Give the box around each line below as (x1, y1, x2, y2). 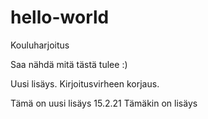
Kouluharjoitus (10, 39, 70, 51)
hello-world (10, 6, 110, 29)
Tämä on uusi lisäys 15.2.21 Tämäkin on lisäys (10, 97, 198, 109)
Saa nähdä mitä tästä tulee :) (10, 58, 128, 70)
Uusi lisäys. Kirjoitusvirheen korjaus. (10, 77, 160, 90)
